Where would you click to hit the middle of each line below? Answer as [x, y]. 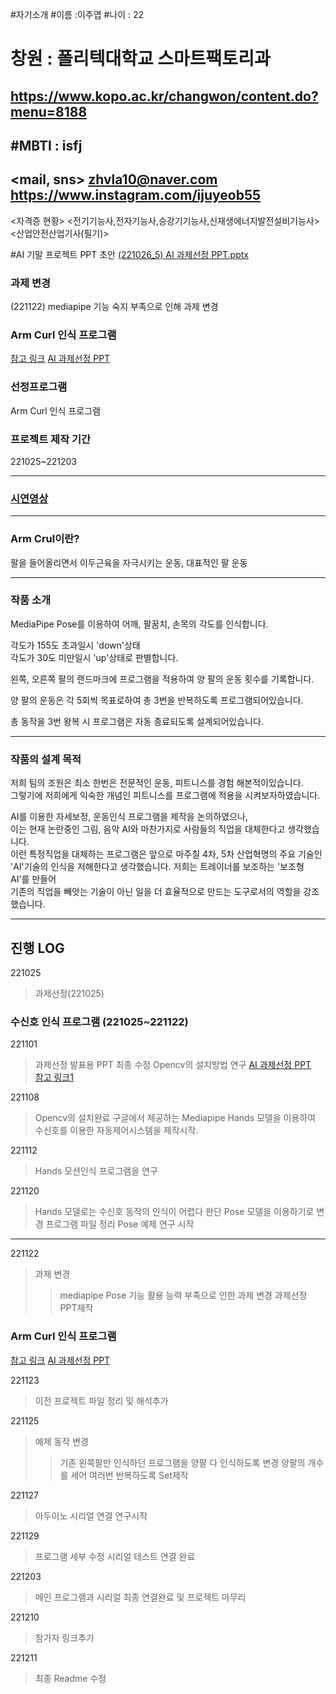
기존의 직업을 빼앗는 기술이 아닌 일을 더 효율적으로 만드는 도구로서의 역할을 [156, 892]
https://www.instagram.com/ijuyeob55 [136, 195]
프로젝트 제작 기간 [51, 439]
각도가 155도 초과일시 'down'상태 [75, 645]
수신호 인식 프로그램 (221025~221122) [99, 1021]
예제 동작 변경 [61, 1441]
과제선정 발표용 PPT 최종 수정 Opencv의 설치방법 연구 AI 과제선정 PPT [173, 1065]
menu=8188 [49, 111]
